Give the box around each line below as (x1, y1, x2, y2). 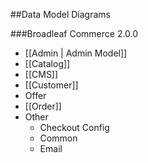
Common (39, 132, 78, 144)
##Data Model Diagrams (10, 9, 111, 20)
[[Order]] (24, 100, 62, 112)
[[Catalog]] (24, 58, 71, 69)
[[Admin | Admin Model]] (24, 47, 128, 59)
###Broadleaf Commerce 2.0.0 (10, 28, 139, 39)
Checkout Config (39, 122, 110, 133)
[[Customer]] (24, 79, 79, 91)
